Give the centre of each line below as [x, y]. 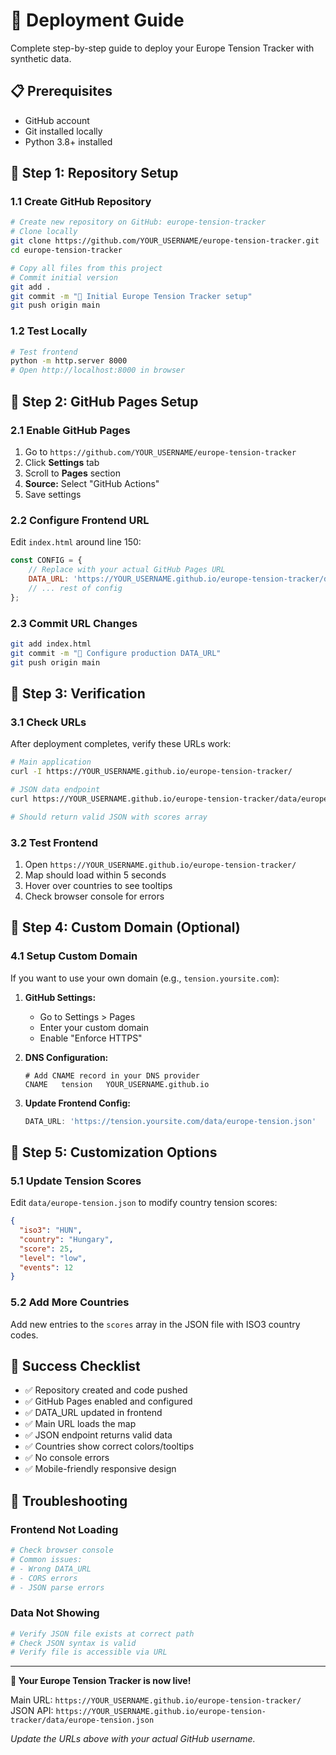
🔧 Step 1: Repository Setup [94, 173]
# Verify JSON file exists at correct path [102, 1634]
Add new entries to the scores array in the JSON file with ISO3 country [155, 1324]
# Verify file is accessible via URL [89, 1652]
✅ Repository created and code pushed [106, 1390]
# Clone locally [44, 232]
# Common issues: [46, 1559]
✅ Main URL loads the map [80, 1424]
